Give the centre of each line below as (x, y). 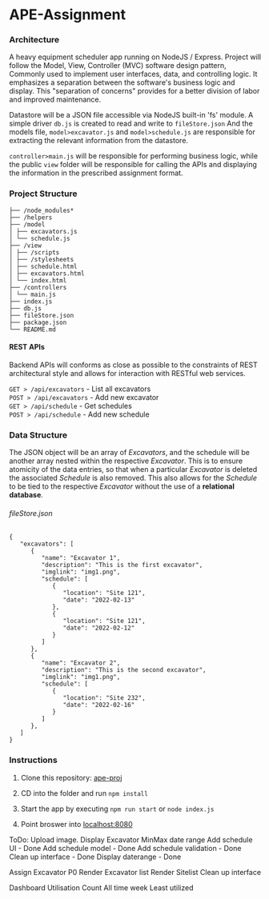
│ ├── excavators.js (44, 231)
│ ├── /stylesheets (42, 259)
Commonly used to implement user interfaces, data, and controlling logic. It (133, 74)
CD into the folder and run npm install (84, 793)
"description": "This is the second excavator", (124, 670)
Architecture (34, 40)
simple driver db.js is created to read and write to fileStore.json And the (131, 124)
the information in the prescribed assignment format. (96, 173)
